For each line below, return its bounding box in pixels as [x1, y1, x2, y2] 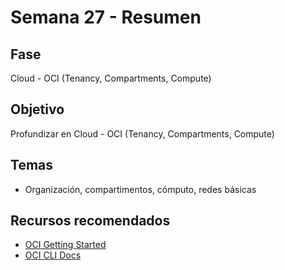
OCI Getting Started [24, 239, 107, 251]
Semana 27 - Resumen [10, 6, 202, 29]
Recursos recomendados [10, 212, 171, 230]
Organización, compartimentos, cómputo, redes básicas [24, 183, 257, 195]
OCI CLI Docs [24, 249, 82, 261]
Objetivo [10, 101, 65, 118]
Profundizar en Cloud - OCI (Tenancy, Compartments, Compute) [10, 127, 275, 140]
